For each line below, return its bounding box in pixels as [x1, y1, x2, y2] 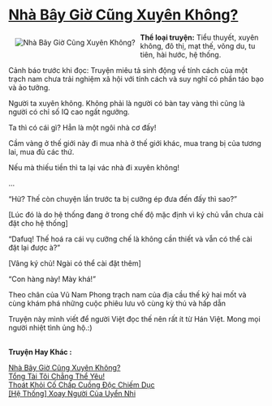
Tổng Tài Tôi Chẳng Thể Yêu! [8, 371, 106, 381]
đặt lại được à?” [8, 242, 61, 252]
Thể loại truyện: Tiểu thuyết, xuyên [140, 32, 259, 42]
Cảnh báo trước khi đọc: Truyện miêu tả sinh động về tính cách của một [8, 65, 248, 75]
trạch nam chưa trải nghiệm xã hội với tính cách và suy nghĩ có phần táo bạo [8, 74, 264, 83]
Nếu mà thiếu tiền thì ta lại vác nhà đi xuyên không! [8, 162, 180, 172]
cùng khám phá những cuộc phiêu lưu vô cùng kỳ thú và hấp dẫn [8, 298, 226, 308]
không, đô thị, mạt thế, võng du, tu [140, 41, 256, 50]
